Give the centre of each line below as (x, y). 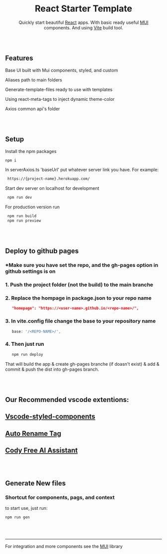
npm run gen (17, 517)
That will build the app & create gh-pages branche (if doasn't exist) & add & (83, 364)
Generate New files (36, 483)
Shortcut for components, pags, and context (60, 497)
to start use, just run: (26, 508)
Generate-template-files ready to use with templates (59, 89)
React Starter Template (83, 9)
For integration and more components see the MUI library (64, 547)
